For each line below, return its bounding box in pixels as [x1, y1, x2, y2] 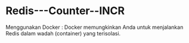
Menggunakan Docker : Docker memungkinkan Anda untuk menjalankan [5, 24, 184, 31]
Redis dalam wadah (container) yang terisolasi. [5, 29, 121, 37]
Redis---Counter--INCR [5, 4, 125, 18]
